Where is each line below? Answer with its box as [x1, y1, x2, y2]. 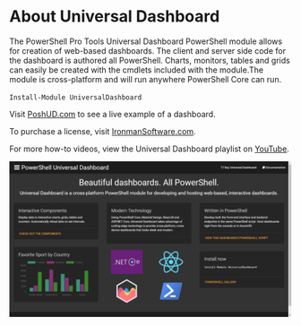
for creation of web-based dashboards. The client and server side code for [9, 45, 287, 56]
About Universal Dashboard [9, 6, 220, 27]
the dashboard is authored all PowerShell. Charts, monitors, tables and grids [9, 55, 291, 65]
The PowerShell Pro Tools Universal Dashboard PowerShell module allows [9, 36, 283, 47]
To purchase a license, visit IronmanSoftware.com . [9, 125, 196, 136]
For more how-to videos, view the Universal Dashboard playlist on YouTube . [9, 143, 289, 154]
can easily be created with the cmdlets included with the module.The [9, 64, 264, 75]
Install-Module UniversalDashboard [9, 92, 142, 102]
